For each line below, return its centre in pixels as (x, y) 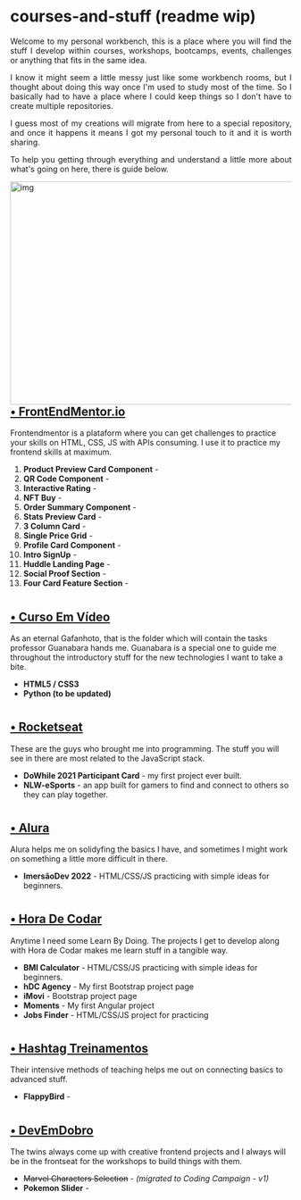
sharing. (25, 142)
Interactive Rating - (60, 488)
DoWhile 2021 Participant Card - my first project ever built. (132, 775)
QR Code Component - (66, 479)
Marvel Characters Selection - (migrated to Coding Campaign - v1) (146, 1179)
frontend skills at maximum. (61, 452)
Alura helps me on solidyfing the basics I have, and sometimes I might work (149, 849)
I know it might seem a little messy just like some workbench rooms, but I (151, 77)
